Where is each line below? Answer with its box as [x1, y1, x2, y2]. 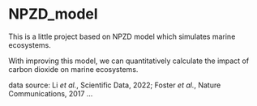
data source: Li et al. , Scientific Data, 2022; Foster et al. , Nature [8, 80, 221, 90]
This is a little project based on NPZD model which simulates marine [8, 32, 236, 41]
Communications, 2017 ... [8, 88, 93, 98]
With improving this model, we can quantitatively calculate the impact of [8, 56, 250, 66]
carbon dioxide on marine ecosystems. [8, 64, 139, 74]
